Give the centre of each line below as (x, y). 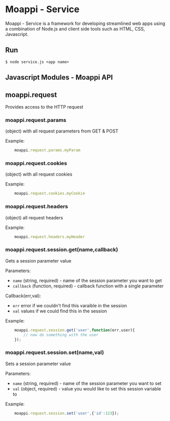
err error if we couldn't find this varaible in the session (70, 305)
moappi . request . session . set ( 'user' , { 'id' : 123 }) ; (67, 413)
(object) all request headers (34, 217)
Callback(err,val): (23, 296)
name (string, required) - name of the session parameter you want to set (87, 383)
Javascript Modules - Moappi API (59, 77)
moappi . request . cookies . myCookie (50, 193)
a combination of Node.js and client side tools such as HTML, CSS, (75, 28)
